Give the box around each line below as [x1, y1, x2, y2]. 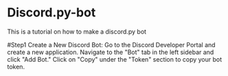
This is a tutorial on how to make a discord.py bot [7, 27, 146, 36]
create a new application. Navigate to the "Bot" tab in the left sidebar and [7, 48, 214, 56]
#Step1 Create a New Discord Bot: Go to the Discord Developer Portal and [7, 40, 216, 49]
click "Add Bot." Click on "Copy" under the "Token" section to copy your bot [7, 55, 223, 63]
